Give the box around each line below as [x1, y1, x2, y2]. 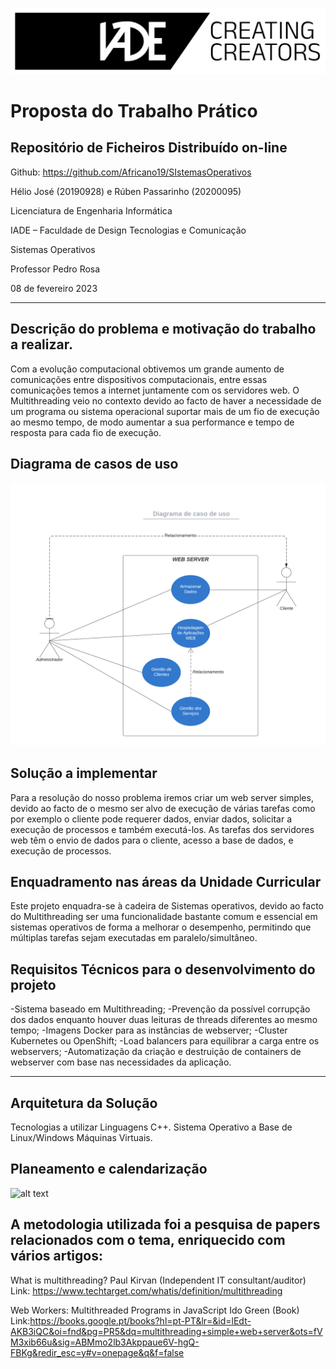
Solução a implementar [10, 765, 158, 782]
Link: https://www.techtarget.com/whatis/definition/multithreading [10, 1284, 283, 1297]
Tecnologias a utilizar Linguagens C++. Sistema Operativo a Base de [10, 1121, 293, 1133]
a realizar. [10, 336, 73, 353]
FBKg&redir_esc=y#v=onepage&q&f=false [10, 1346, 185, 1358]
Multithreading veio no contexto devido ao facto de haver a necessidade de [10, 394, 322, 407]
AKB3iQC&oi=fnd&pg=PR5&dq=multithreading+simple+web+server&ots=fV [10, 1325, 323, 1337]
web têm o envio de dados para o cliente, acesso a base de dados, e [10, 834, 294, 846]
